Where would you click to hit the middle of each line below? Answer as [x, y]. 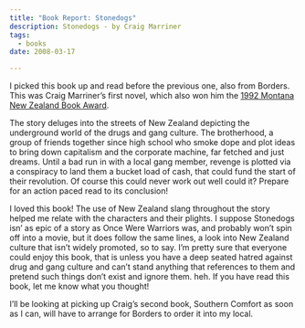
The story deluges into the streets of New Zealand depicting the [130, 123]
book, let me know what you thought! [79, 286]
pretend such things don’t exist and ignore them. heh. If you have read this [150, 277]
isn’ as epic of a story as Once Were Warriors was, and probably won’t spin [151, 228]
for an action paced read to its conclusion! [89, 191]
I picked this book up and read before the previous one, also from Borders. [150, 86]
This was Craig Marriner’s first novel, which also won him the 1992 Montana [152, 96]
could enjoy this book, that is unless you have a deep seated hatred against [151, 258]
